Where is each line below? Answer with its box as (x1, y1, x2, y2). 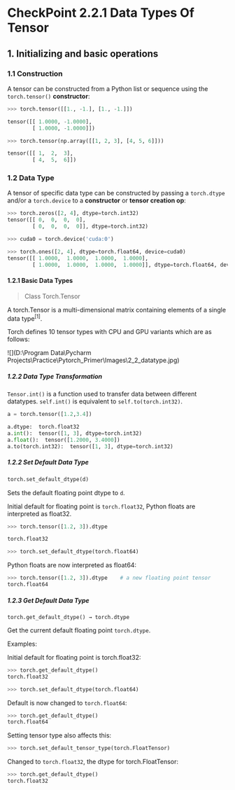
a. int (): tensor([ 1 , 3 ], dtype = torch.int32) (7, 430, 142, 437)
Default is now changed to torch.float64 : (7, 698, 127, 707)
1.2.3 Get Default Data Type (7, 596, 90, 604)
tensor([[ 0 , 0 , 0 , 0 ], (7, 216, 86, 223)
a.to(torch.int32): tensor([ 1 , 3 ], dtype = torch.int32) (7, 443, 173, 450)
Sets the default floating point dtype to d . (7, 488, 125, 497)
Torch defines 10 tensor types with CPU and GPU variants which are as (7, 328, 212, 336)
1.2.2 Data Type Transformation (7, 373, 103, 380)
